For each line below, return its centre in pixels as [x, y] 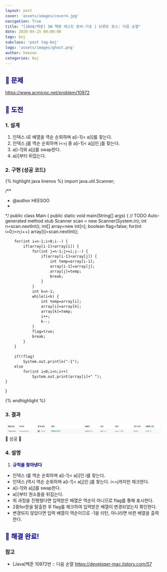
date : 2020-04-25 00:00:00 [33, 32]
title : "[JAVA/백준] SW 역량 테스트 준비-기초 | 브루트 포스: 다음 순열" [73, 27]
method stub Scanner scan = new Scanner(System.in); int [87, 221]
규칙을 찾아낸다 [27, 465]
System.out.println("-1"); [51, 362]
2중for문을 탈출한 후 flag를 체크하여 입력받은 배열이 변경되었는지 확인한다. [84, 506]
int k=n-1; [43, 292]
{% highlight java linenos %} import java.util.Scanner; [60, 181]
